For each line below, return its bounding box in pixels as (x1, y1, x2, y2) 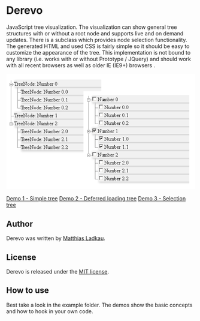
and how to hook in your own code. (6, 307, 93, 315)
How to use (6, 286, 49, 296)
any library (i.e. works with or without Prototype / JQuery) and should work (6, 55, 192, 62)
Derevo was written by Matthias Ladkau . (6, 235, 106, 242)
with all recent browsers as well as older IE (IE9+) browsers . (6, 61, 156, 69)
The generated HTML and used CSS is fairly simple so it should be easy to (6, 43, 190, 50)
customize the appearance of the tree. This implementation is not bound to (6, 49, 191, 56)
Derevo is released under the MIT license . (6, 268, 110, 275)
